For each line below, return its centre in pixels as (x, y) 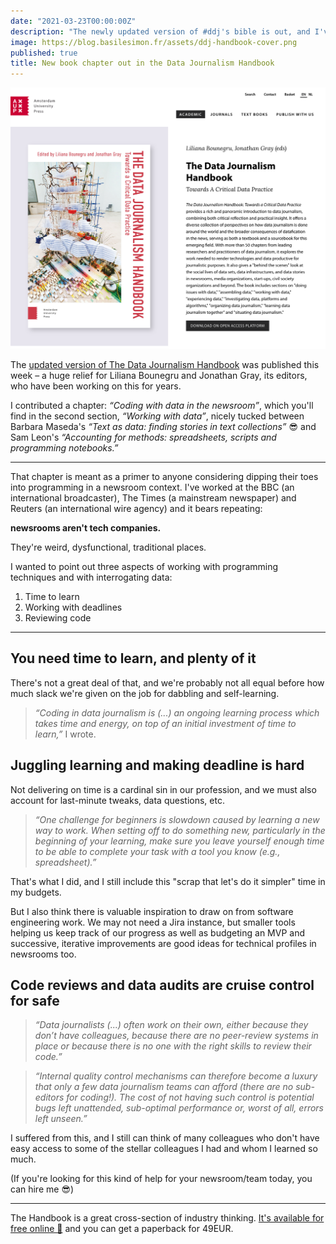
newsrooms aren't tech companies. (86, 527)
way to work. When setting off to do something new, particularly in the (180, 830)
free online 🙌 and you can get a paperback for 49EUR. (122, 1229)
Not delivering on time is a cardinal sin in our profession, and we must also (163, 789)
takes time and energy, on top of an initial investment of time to (165, 723)
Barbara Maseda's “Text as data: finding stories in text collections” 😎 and (163, 426)
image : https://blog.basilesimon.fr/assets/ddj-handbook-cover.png (154, 42)
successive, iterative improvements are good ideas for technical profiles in (163, 943)
